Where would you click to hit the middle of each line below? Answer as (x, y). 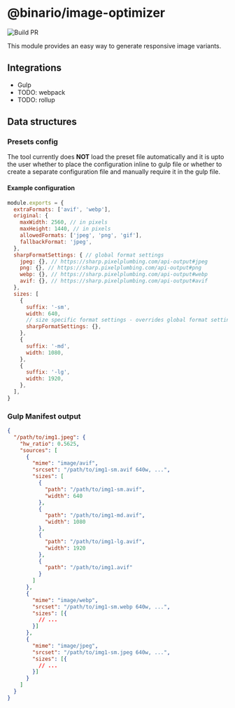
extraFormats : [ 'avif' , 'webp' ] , (62, 209)
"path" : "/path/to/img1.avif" (88, 568)
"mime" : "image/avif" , (65, 463)
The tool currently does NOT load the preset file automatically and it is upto (116, 157)
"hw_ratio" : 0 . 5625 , (50, 444)
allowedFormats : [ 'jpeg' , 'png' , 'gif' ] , (81, 236)
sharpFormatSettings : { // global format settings (89, 255)
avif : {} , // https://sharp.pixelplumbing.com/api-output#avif (114, 281)
